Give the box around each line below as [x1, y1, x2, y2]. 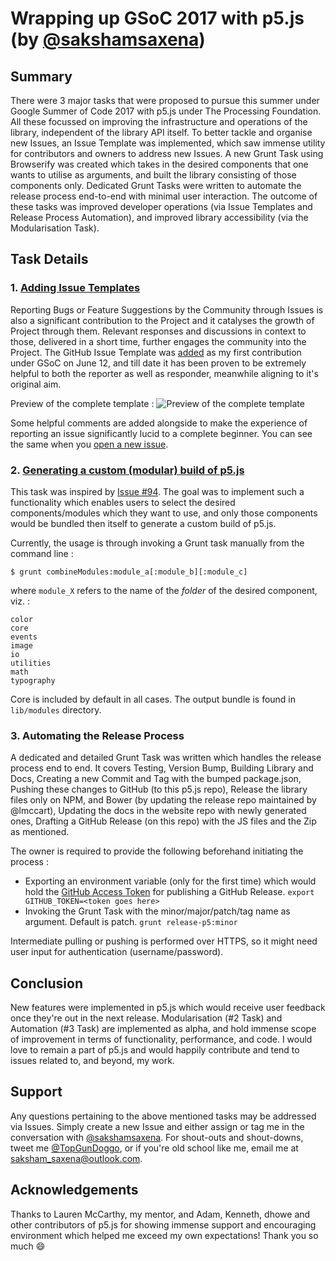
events [10, 632, 38, 642]
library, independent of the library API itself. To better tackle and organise [10, 127, 313, 138]
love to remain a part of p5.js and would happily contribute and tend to [10, 1044, 300, 1056]
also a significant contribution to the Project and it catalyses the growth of [10, 314, 315, 326]
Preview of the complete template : [10, 397, 155, 409]
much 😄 [10, 1240, 46, 1252]
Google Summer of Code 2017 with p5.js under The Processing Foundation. [10, 105, 322, 117]
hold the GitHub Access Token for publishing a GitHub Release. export [24, 886, 315, 898]
